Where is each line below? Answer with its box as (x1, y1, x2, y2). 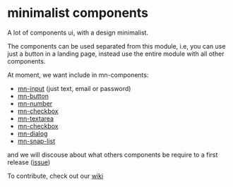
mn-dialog (17, 129, 48, 138)
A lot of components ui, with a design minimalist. (7, 28, 149, 37)
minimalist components (7, 5, 149, 21)
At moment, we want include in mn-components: (7, 71, 149, 79)
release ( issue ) (7, 157, 51, 167)
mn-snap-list (17, 136, 56, 145)
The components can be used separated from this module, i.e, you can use (7, 42, 226, 50)
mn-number (17, 99, 53, 107)
